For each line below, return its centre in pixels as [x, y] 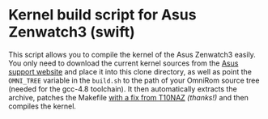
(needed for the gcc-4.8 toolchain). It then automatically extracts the [123, 89]
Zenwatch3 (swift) [72, 32]
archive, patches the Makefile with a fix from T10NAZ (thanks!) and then [129, 97]
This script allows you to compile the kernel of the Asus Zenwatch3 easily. [132, 54]
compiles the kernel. [43, 106]
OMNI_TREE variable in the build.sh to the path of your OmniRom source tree [134, 80]
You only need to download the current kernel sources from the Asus [123, 63]
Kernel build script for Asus [102, 15]
